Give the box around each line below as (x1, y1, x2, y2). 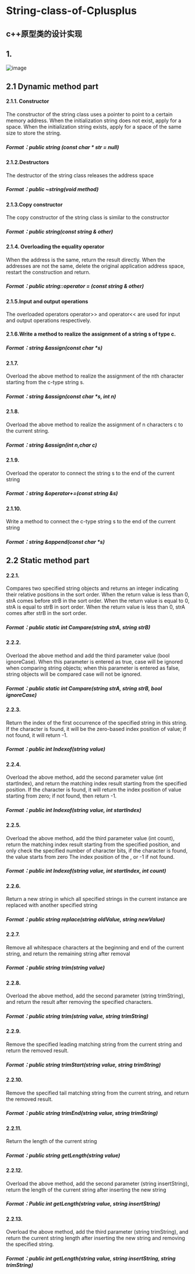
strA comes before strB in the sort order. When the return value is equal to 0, (6, 598, 190, 605)
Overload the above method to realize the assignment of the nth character (6, 372, 184, 379)
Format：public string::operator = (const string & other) (6, 282, 144, 290)
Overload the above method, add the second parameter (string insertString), (6, 1180, 189, 1187)
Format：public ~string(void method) (6, 186, 99, 193)
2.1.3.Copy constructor (6, 201, 63, 208)
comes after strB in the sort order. (6, 610, 87, 617)
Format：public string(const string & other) (6, 228, 114, 235)
